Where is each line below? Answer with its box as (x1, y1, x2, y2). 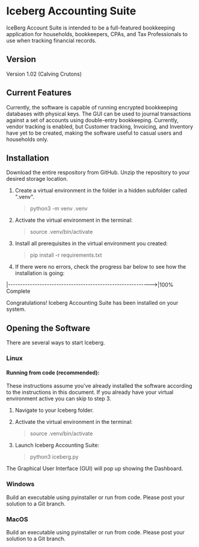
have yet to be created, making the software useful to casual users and (6, 129, 182, 136)
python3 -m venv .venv (29, 205, 88, 212)
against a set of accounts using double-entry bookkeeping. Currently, (6, 116, 179, 124)
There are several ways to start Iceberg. (6, 339, 105, 346)
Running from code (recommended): (6, 368, 100, 376)
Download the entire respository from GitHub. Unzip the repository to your (6, 169, 191, 176)
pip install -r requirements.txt (29, 251, 102, 259)
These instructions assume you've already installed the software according (6, 382, 192, 390)
